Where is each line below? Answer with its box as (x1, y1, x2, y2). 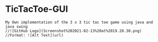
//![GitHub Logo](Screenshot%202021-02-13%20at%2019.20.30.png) (5, 28, 142, 33)
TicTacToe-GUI (5, 3, 68, 15)
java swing (5, 24, 28, 29)
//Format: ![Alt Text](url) (5, 33, 64, 38)
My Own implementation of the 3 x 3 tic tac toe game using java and (5, 20, 153, 25)
